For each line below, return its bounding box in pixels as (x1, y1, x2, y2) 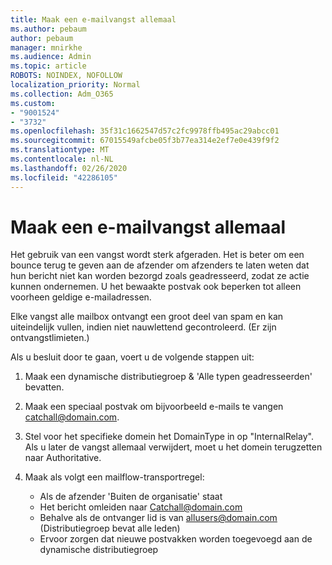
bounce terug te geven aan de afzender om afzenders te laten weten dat (10, 259, 310, 271)
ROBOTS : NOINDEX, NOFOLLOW (10, 71, 123, 81)
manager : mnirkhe (10, 42, 83, 53)
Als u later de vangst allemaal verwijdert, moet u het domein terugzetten (24, 441, 323, 453)
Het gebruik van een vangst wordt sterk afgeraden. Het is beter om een (10, 249, 305, 261)
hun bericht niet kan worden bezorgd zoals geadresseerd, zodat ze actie (10, 270, 310, 282)
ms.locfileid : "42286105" (10, 172, 118, 183)
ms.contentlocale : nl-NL (10, 154, 114, 164)
